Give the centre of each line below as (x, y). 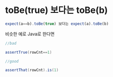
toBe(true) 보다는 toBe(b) (56, 10)
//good (12, 61)
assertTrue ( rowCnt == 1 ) (28, 52)
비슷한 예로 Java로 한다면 (30, 34)
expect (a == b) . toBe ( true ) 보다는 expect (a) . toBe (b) (57, 24)
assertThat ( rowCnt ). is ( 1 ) (32, 70)
